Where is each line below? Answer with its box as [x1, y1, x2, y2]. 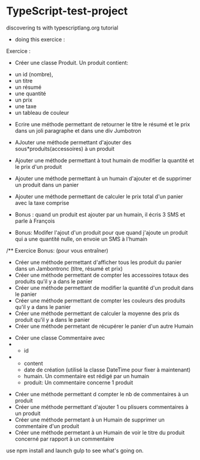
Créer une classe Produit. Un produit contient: [14, 59, 129, 66]
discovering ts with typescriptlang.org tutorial [6, 24, 119, 31]
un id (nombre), [14, 70, 53, 78]
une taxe [14, 102, 37, 109]
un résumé [14, 83, 42, 91]
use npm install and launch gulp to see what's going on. [6, 447, 144, 454]
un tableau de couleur [14, 109, 69, 116]
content [23, 360, 43, 367]
